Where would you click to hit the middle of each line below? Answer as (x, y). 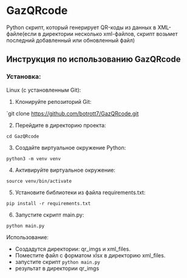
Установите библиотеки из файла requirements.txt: (80, 192)
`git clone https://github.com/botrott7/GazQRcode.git (73, 114)
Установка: (24, 76)
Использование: (27, 237)
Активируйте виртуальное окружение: (65, 170)
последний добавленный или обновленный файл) (71, 40)
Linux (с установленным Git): (44, 90)
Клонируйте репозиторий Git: (53, 101)
